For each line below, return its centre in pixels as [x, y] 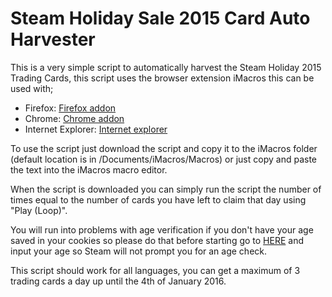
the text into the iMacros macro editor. [89, 169]
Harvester [53, 39]
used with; [32, 88]
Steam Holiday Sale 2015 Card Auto [160, 18]
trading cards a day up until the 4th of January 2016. [118, 281]
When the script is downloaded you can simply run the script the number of [166, 189]
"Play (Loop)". [39, 210]
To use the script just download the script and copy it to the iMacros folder [164, 148]
